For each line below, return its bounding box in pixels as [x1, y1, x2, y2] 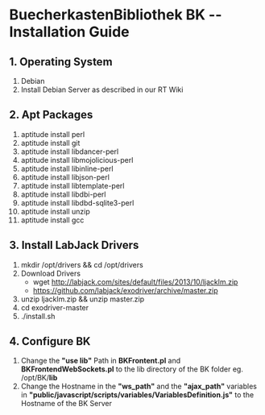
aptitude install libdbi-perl [20, 189, 106, 199]
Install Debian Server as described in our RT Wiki [20, 85, 184, 94]
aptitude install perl [20, 129, 85, 139]
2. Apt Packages [9, 108, 93, 122]
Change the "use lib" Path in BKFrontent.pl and [20, 356, 181, 366]
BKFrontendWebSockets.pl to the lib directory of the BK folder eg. [20, 364, 244, 374]
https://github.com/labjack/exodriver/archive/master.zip [32, 285, 218, 295]
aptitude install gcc [20, 215, 85, 225]
